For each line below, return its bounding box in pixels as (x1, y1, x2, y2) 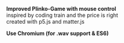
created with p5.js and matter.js (6, 18, 85, 25)
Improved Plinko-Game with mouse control (6, 5, 117, 12)
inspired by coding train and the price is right (6, 12, 119, 19)
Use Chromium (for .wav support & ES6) (6, 30, 109, 37)
